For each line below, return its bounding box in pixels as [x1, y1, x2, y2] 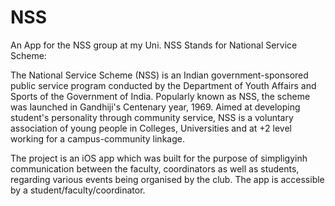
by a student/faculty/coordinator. [10, 184, 146, 196]
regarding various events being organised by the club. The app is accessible [10, 173, 325, 185]
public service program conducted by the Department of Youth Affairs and [10, 79, 317, 91]
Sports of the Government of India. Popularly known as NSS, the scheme [10, 90, 311, 102]
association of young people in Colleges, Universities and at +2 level [10, 122, 292, 134]
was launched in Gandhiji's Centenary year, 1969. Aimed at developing [10, 101, 301, 113]
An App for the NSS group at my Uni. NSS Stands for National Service [10, 39, 298, 51]
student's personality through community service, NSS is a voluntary [10, 111, 294, 123]
